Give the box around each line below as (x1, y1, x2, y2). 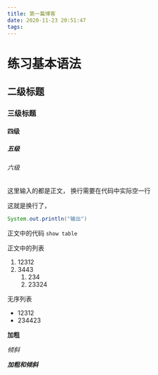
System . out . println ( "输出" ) (7, 215, 88, 223)
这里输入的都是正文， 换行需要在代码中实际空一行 (7, 186, 151, 195)
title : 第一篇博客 (7, 10, 56, 18)
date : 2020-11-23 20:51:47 (7, 17, 86, 24)
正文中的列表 (7, 243, 44, 252)
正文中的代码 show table (7, 229, 78, 237)
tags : (7, 23, 23, 30)
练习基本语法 (7, 55, 82, 71)
